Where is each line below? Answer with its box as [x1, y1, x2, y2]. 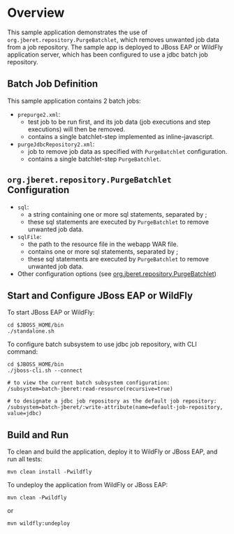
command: [7, 347, 38, 356]
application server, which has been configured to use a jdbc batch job [7, 50, 208, 59]
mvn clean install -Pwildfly [7, 468, 92, 476]
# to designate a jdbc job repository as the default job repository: [7, 398, 217, 405]
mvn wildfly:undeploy [7, 520, 71, 527]
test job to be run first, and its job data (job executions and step [27, 117, 211, 126]
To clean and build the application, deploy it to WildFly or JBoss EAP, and [7, 447, 218, 456]
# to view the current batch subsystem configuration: [7, 380, 170, 387]
